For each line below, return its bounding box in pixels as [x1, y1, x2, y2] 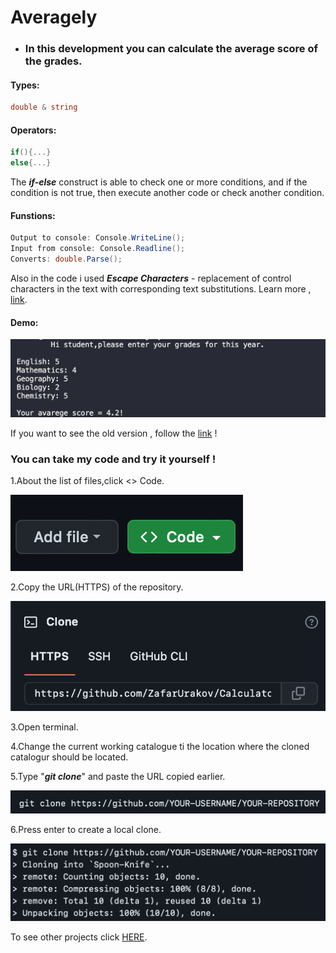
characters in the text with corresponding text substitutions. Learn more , [10, 282, 312, 295]
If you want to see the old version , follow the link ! [10, 427, 218, 440]
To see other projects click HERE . [10, 931, 148, 943]
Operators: [10, 124, 57, 136]
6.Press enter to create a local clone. [10, 823, 162, 835]
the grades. [24, 54, 83, 68]
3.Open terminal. [10, 721, 79, 733]
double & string [10, 102, 78, 113]
